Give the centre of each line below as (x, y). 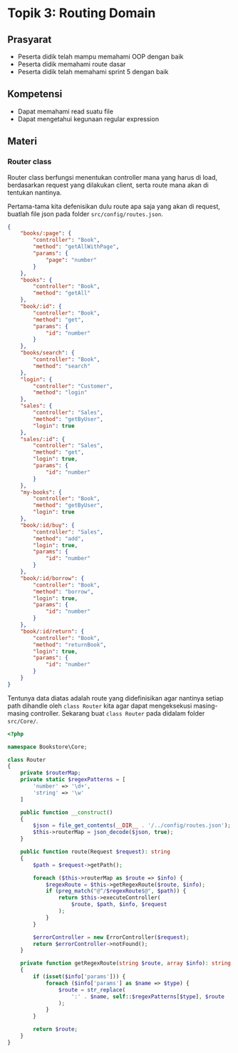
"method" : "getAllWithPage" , (76, 247)
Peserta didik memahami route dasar (72, 64)
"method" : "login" (60, 393)
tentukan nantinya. (35, 192)
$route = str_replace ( (92, 990)
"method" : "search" (62, 366)
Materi (22, 142)
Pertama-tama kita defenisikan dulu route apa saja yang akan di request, (114, 206)
